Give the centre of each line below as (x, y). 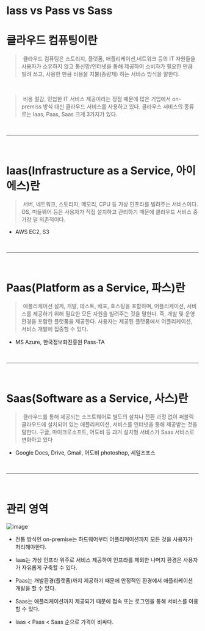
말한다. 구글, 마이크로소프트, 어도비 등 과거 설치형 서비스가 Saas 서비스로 (108, 432)
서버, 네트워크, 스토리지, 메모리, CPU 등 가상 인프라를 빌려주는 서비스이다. (110, 204)
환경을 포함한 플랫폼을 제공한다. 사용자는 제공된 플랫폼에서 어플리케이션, (107, 321)
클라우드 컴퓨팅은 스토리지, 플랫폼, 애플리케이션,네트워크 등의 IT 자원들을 (109, 59)
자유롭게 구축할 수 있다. (49, 567)
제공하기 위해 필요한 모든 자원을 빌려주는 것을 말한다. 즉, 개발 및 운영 (114, 314)
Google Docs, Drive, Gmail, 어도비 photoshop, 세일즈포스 (85, 452)
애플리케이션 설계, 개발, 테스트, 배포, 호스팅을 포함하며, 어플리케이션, (104, 306)
